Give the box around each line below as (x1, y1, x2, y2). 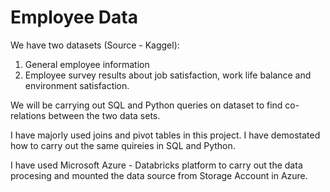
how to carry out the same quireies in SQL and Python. (10, 139, 236, 151)
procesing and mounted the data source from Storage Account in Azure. (10, 169, 308, 181)
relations (10, 109, 47, 121)
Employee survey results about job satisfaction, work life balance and (24, 69, 312, 81)
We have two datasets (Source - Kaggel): (10, 39, 180, 51)
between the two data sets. (48, 109, 161, 121)
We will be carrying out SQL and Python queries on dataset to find (10, 99, 283, 111)
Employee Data (10, 6, 138, 29)
